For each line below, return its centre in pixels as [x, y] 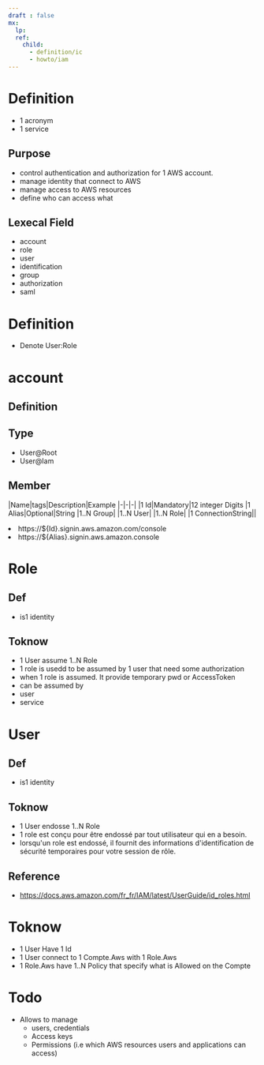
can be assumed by [52, 686]
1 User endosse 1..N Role [59, 827]
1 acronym [36, 120]
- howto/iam [48, 60]
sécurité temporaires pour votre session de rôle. [98, 851]
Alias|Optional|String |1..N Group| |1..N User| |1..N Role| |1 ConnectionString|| [132, 513]
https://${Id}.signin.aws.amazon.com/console [93, 528]
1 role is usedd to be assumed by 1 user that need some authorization [132, 669]
